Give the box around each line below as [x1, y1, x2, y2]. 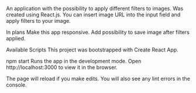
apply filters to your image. [6, 18, 71, 24]
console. [6, 81, 27, 88]
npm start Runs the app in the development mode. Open [6, 58, 142, 64]
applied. [6, 35, 26, 42]
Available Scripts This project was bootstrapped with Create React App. [6, 46, 178, 53]
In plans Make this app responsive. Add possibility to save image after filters [6, 29, 190, 36]
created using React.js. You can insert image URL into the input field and [6, 11, 181, 18]
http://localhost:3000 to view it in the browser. [6, 64, 118, 71]
